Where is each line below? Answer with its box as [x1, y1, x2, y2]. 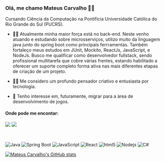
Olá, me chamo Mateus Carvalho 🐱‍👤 [5, 5, 95, 12]
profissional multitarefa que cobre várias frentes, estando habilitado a [12, 58, 157, 64]
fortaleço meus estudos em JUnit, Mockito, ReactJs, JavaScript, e [12, 47, 150, 53]
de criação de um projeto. [12, 68, 67, 74]
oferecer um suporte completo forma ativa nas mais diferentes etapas [12, 63, 158, 69]
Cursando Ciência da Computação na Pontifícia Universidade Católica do [5, 16, 157, 22]
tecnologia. [12, 84, 36, 90]
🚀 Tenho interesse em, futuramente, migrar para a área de [12, 93, 134, 100]
